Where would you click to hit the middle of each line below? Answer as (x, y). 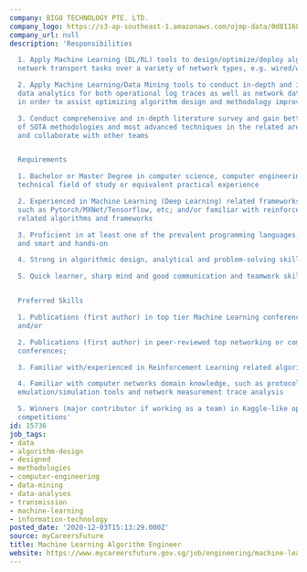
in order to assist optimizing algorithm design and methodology (145, 101)
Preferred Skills (51, 301)
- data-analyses (40, 493)
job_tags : (28, 434)
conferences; (42, 351)
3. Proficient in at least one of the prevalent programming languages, (159, 235)
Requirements (42, 160)
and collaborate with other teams (83, 135)
